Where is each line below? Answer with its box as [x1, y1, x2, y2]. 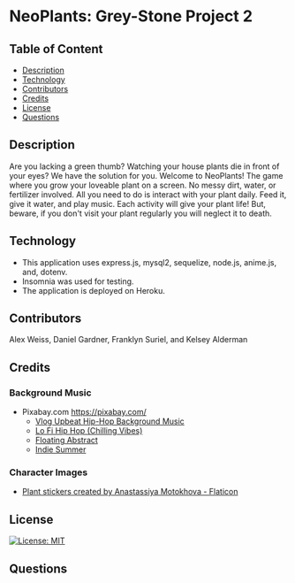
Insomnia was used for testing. [21, 276, 134, 287]
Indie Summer [34, 444, 87, 455]
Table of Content [9, 42, 103, 57]
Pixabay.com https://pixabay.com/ [21, 407, 147, 418]
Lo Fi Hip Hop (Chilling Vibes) [34, 426, 143, 436]
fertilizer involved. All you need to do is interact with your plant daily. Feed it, [9, 188, 287, 200]
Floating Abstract [34, 435, 99, 446]
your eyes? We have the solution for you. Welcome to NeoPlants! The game [9, 170, 284, 180]
